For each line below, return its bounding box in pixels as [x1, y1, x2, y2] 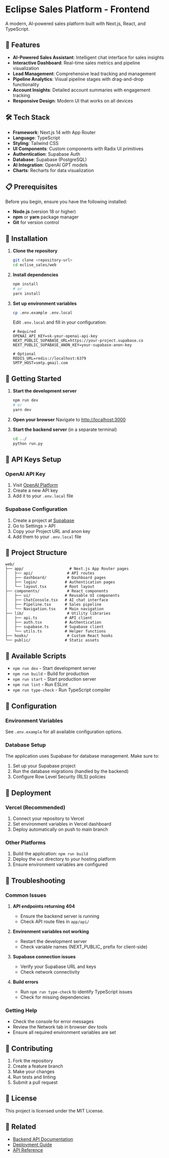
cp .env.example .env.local [12, 310, 73, 315]
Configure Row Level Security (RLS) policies [12, 774, 106, 780]
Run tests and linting [12, 1074, 56, 1080]
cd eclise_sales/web [12, 262, 57, 268]
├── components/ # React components [5, 589, 109, 594]
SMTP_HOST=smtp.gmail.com [12, 360, 68, 366]
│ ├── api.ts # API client [5, 615, 93, 621]
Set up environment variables [12, 300, 77, 306]
